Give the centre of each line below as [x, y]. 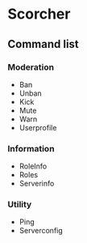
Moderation [31, 67]
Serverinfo [37, 184]
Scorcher [39, 14]
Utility [20, 205]
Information [31, 148]
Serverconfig [41, 231]
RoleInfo [33, 166]
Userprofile [38, 127]
